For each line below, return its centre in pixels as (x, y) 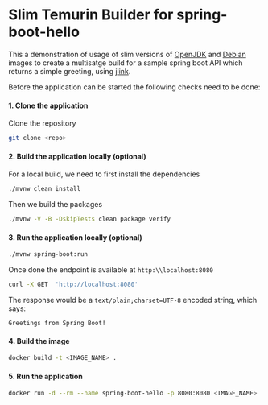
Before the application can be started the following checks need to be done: (134, 87)
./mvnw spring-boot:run (48, 254)
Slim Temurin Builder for (91, 15)
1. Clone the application (48, 105)
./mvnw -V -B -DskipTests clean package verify (90, 219)
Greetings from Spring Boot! (57, 323)
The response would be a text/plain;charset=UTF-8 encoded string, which (133, 300)
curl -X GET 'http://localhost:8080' (73, 285)
